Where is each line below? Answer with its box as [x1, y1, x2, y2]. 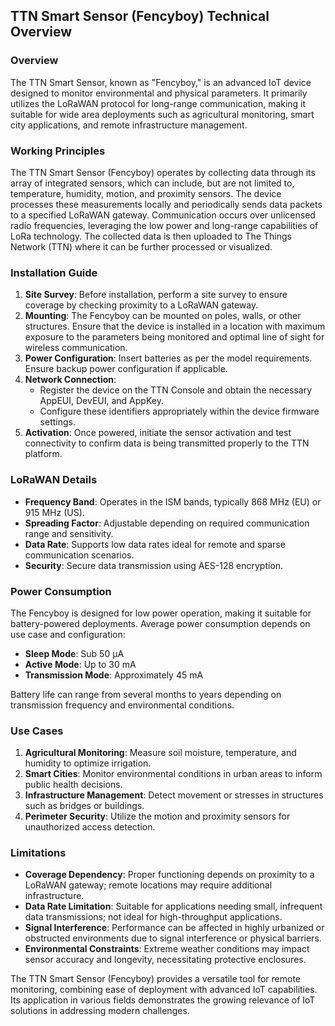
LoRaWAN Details [10, 473, 98, 487]
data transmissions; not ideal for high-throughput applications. [24, 911, 283, 923]
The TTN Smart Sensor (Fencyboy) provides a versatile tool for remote [10, 973, 302, 985]
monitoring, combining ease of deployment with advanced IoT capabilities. [10, 984, 318, 996]
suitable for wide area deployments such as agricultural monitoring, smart [10, 108, 315, 120]
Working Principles [10, 144, 106, 158]
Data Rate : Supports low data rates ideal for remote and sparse [24, 538, 286, 550]
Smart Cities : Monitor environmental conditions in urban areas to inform [24, 768, 323, 780]
